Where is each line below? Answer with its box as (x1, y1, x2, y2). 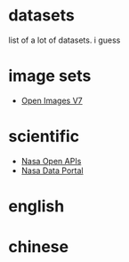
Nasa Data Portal (20, 165, 84, 176)
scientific (8, 126, 80, 147)
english (8, 196, 65, 216)
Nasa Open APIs (20, 155, 82, 166)
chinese (8, 237, 69, 258)
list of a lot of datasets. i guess (8, 35, 121, 45)
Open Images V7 (20, 95, 83, 106)
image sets (8, 66, 92, 86)
